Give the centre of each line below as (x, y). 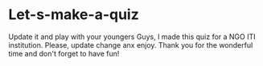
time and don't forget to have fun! (64, 53)
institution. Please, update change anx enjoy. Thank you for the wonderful (131, 45)
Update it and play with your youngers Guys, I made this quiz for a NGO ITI (132, 37)
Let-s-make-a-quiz (74, 15)
